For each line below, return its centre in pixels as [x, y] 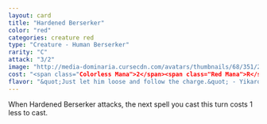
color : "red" [30, 30]
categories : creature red [51, 38]
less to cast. [28, 112]
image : [19, 67]
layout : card [30, 15]
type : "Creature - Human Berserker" [69, 45]
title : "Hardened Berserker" [56, 23]
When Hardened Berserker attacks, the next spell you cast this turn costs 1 [130, 104]
